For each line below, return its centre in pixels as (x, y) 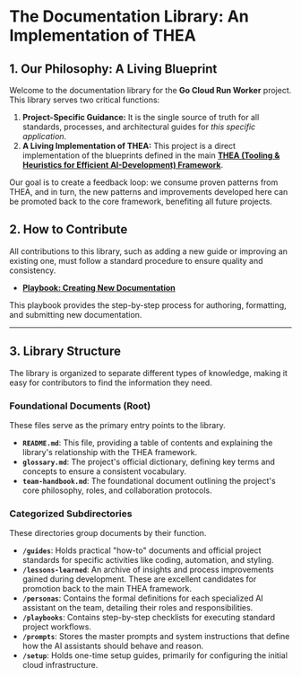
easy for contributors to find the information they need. (111, 382)
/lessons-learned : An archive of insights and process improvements (148, 570)
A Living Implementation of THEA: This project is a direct (129, 146)
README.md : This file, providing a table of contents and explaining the (147, 443)
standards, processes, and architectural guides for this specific (139, 127)
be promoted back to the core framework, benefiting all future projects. (141, 201)
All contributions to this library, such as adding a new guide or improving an (149, 251)
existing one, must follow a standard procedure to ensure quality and (136, 260)
